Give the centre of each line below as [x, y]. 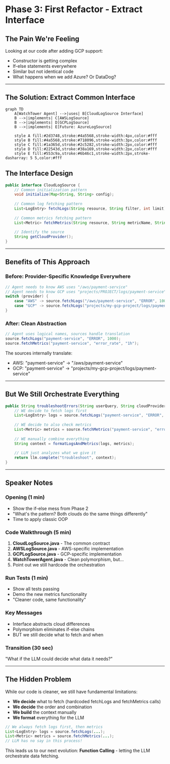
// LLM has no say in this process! [44, 741]
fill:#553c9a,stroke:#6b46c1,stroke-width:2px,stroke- [91, 153]
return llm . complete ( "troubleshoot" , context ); [65, 458]
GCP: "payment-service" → [41, 368]
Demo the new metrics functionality [50, 594]
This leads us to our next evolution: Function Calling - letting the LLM [78, 751]
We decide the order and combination [52, 707]
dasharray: [17, 158]
